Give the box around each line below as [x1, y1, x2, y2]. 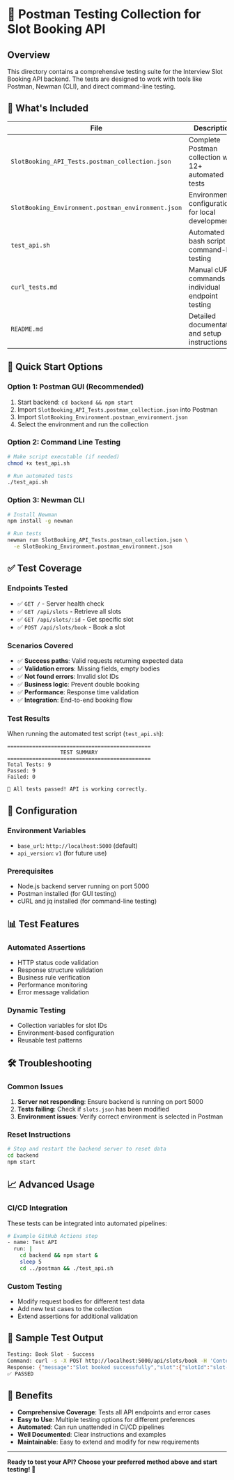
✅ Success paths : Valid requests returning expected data [17, 656, 183, 665]
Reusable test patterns [17, 1036, 82, 1045]
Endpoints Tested [7, 583, 68, 593]
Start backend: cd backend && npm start [17, 398, 134, 406]
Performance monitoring [17, 980, 88, 989]
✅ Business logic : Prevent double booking [17, 680, 140, 688]
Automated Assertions [7, 942, 86, 952]
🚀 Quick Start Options [7, 361, 103, 373]
